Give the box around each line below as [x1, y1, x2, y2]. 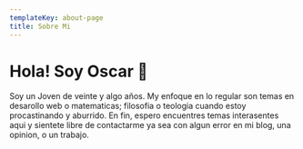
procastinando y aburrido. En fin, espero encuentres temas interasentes [9, 110, 279, 121]
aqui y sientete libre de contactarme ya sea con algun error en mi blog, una [9, 120, 291, 131]
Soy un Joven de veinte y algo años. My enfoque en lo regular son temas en [9, 91, 295, 102]
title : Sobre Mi [9, 22, 71, 31]
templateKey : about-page [9, 13, 104, 23]
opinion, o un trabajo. [9, 129, 89, 141]
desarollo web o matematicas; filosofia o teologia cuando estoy [9, 101, 247, 112]
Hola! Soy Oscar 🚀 [9, 61, 148, 82]
